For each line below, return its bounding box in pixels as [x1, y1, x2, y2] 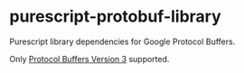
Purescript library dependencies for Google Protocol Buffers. [9, 36, 236, 47]
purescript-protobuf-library [9, 6, 221, 27]
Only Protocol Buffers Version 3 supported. [9, 53, 170, 64]
